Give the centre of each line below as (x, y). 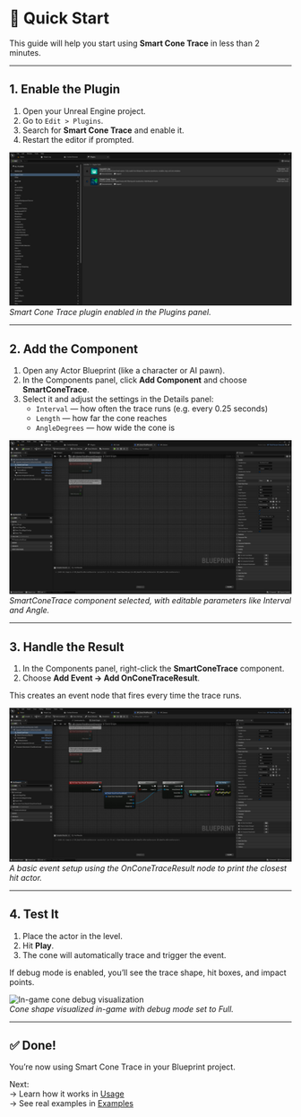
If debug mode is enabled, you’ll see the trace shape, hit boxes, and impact (148, 972)
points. (22, 981)
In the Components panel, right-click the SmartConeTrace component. (153, 669)
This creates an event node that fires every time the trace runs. (125, 696)
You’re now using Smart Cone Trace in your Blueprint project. (122, 1067)
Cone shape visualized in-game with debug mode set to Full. (122, 1008)
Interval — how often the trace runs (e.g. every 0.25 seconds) (152, 409)
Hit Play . (38, 945)
